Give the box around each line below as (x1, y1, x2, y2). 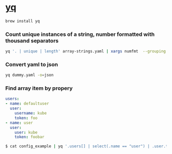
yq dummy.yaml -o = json (5, 72, 54, 78)
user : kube (14, 130, 38, 135)
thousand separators (5, 37, 59, 44)
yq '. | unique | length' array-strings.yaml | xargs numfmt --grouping (5, 49, 166, 54)
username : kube (14, 111, 47, 116)
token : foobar (14, 134, 45, 140)
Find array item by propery (5, 85, 73, 92)
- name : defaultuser (5, 101, 50, 106)
